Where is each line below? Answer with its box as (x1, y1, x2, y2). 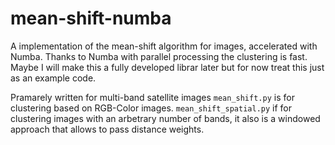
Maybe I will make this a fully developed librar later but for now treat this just (10, 61, 325, 73)
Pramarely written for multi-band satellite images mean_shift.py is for (10, 91, 295, 103)
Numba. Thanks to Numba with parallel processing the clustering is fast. (10, 50, 308, 62)
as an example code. (10, 72, 97, 84)
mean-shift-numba (10, 7, 172, 30)
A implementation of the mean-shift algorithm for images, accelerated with (10, 40, 318, 52)
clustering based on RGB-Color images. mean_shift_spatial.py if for (10, 102, 293, 114)
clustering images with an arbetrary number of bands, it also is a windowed (10, 112, 321, 124)
